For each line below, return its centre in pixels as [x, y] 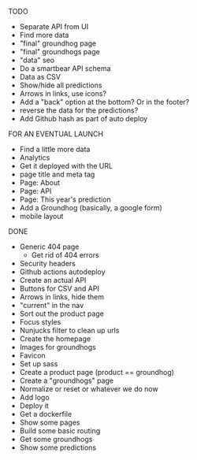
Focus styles [40, 322]
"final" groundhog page [58, 43]
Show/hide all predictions [61, 85]
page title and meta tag [57, 174]
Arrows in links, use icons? [63, 93]
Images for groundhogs [58, 347]
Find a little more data [55, 149]
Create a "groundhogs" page [67, 380]
